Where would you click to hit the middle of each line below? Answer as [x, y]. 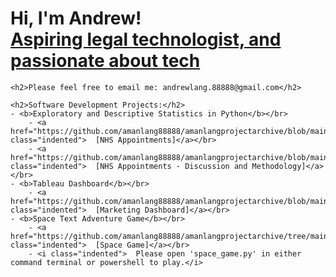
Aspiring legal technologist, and [146, 39]
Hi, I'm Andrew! [76, 18]
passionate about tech [105, 61]
